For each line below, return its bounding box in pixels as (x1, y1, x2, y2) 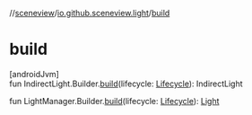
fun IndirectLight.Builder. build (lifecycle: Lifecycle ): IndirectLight (9, 78, 244, 89)
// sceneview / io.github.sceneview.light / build (9, 8, 170, 18)
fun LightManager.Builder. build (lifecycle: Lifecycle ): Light (9, 95, 220, 106)
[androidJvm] (9, 68, 60, 79)
